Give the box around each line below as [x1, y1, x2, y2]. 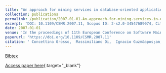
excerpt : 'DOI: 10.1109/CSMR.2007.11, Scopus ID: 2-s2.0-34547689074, [5, 21, 154, 26]
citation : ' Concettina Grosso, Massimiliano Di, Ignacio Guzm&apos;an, [5, 39, 163, 44]
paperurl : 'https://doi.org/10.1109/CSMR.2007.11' [5, 35, 112, 40]
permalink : [5, 16, 28, 21]
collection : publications [5, 12, 58, 17]
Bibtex [5, 53, 18, 59]
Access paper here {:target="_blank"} [5, 62, 81, 68]
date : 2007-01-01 [5, 26, 41, 31]
